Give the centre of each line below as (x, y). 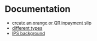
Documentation (38, 9)
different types (27, 28)
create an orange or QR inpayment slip (52, 23)
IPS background (28, 33)
